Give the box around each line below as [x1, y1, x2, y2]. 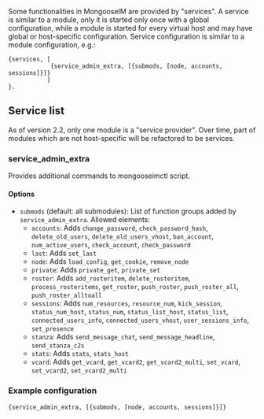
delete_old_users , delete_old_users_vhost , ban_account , [31, 232, 214, 241]
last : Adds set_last [31, 248, 97, 258]
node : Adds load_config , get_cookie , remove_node [31, 257, 189, 266]
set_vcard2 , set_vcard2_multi [31, 365, 127, 375]
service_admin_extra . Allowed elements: [19, 215, 151, 224]
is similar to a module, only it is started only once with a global [8, 15, 210, 24]
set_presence [31, 325, 75, 333]
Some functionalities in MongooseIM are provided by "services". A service [8, 7, 249, 16]
